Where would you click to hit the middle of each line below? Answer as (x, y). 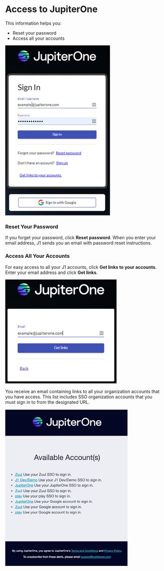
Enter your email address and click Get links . (51, 272)
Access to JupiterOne (51, 9)
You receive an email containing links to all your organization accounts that (83, 391)
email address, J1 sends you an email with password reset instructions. (78, 243)
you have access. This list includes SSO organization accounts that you (79, 397)
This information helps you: (33, 23)
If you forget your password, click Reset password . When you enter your (81, 238)
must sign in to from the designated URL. (47, 402)
